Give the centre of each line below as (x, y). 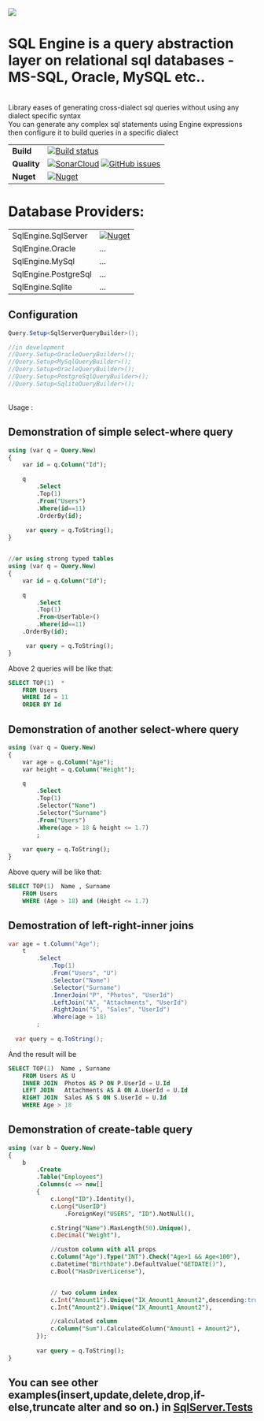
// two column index (84, 1293)
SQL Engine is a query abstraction (121, 44)
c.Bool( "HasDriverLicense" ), (98, 1271)
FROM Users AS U (49, 1076)
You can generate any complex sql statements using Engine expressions (125, 124)
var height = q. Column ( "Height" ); (79, 769)
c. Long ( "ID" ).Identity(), (92, 1199)
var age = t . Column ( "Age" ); (54, 944)
